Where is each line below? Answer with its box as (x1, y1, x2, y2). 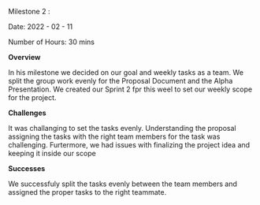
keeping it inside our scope (8, 149, 96, 158)
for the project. (8, 93, 57, 102)
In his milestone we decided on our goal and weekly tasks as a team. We (8, 68, 244, 77)
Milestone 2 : (8, 7, 50, 16)
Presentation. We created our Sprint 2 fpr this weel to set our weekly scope (8, 84, 253, 94)
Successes (8, 164, 46, 173)
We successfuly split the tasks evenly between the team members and (8, 179, 238, 188)
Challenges (8, 108, 46, 117)
